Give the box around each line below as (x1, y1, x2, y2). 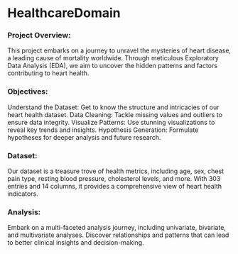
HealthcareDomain (7, 5, 121, 21)
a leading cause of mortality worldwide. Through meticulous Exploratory (7, 54, 219, 62)
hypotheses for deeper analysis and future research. (7, 133, 161, 141)
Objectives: (7, 87, 48, 96)
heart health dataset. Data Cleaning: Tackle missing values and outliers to (7, 110, 222, 118)
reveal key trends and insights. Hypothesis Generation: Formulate (7, 126, 199, 134)
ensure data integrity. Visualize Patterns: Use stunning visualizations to (7, 118, 215, 126)
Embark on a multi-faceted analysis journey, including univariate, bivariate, (7, 223, 226, 232)
